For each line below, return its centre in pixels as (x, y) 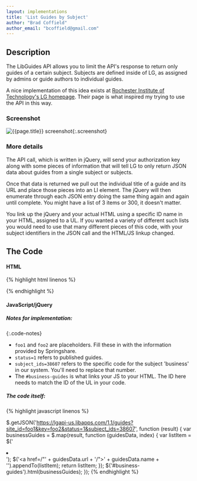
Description (28, 52)
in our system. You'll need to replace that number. (75, 370)
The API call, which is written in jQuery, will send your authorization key (93, 159)
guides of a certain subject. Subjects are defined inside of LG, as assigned (97, 73)
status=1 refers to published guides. (59, 357)
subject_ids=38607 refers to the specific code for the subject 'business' (102, 363)
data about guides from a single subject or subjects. (70, 172)
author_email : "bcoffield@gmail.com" (53, 28)
